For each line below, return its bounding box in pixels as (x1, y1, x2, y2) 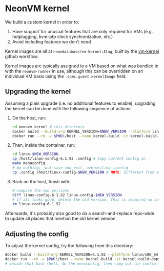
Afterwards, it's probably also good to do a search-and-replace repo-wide (5, 211, 155, 216)
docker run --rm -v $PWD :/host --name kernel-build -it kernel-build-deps (5, 256, 161, 261)
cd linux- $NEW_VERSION (12, 152, 59, 156)
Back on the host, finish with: (12, 178, 71, 184)
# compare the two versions (12, 188, 69, 193)
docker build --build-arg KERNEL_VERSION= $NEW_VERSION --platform (12, 129, 150, 134)
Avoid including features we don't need (12, 39, 91, 44)
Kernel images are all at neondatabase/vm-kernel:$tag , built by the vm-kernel (5, 48, 159, 54)
